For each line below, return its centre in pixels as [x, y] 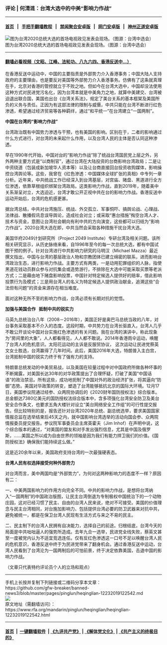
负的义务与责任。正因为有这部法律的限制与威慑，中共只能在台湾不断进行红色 [83, 105]
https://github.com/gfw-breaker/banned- [47, 588]
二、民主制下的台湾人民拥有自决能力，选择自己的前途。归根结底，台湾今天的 [83, 525]
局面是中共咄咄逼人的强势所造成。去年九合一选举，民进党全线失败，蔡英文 [81, 532]
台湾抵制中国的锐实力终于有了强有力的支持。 [51, 357]
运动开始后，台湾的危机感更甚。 [38, 198]
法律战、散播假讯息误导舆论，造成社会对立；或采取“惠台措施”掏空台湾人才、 [83, 215]
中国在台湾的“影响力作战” [32, 121]
